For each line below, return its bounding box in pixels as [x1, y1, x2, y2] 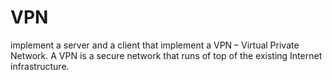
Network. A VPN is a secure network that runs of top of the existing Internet [10, 49, 323, 61]
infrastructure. [10, 60, 70, 72]
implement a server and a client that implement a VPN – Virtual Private [10, 39, 300, 51]
